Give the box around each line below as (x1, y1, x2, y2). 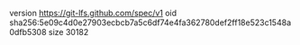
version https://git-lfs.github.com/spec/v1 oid (9, 8, 177, 18)
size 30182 (48, 27, 89, 37)
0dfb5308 (9, 27, 47, 37)
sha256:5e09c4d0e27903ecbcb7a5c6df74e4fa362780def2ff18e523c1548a (9, 17, 291, 28)
